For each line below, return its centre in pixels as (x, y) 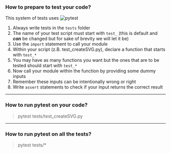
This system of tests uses (32, 18)
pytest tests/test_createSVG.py (50, 116)
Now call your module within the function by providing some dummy (84, 71)
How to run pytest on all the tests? (48, 134)
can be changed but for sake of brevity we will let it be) (70, 39)
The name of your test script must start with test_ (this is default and (85, 33)
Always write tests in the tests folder (51, 28)
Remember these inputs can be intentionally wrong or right (74, 82)
